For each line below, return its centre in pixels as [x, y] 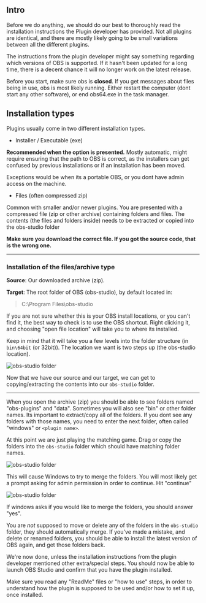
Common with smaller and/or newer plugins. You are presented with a [94, 207]
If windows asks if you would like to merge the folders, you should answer [100, 507]
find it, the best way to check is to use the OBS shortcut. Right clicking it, [98, 322]
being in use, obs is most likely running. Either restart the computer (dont [98, 88]
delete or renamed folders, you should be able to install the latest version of [102, 538]
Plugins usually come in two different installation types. [76, 128]
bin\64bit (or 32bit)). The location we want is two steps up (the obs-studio [101, 347]
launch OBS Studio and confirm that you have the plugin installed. [90, 569]
